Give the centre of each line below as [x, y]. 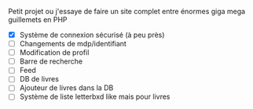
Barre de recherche [51, 61]
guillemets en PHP [38, 20]
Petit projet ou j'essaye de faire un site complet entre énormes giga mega [127, 11]
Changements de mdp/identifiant [73, 44]
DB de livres [39, 79]
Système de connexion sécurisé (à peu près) [92, 35]
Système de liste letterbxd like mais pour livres [95, 96]
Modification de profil [54, 53]
